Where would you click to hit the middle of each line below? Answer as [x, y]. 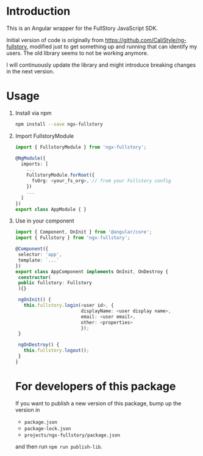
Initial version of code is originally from [55, 40]
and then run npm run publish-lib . [59, 446]
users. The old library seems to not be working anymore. [77, 53]
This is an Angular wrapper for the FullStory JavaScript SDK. [82, 28]
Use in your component [45, 221]
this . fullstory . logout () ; [56, 351]
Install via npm [33, 113]
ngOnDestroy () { [39, 345]
